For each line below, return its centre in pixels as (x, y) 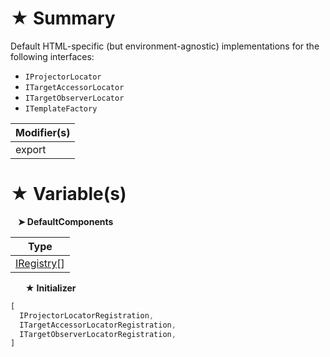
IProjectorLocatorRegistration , (87, 315)
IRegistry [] (40, 263)
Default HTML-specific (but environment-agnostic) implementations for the (165, 46)
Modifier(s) (43, 132)
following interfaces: (52, 56)
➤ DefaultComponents (65, 221)
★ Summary (63, 18)
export (31, 149)
